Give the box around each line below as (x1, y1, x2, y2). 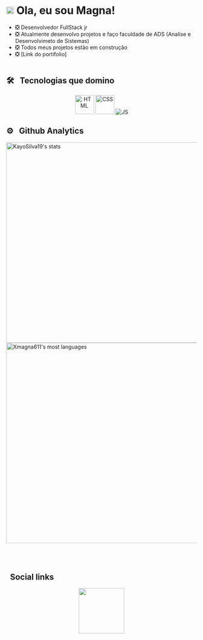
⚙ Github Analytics (6, 126, 84, 136)
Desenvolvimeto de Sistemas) (14, 37, 89, 44)
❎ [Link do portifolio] (14, 50, 67, 57)
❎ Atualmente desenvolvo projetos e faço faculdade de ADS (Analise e (14, 30, 192, 38)
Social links (10, 572, 54, 582)
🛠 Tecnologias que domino (6, 76, 115, 86)
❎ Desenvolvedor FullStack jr (14, 24, 88, 31)
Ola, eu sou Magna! (16, 4, 116, 18)
